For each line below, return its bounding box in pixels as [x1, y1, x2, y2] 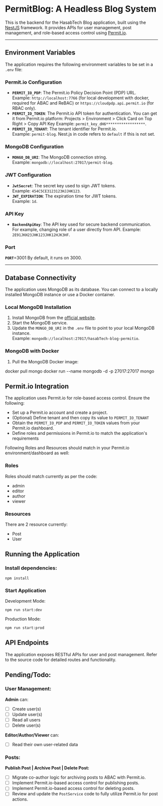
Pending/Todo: [5, 671, 51, 679]
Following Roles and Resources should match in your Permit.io [5, 445, 130, 451]
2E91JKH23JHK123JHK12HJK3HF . [12, 232, 70, 237]
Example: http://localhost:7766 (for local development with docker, [12, 95, 149, 101]
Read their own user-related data [12, 741, 79, 747]
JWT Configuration [5, 172, 51, 179]
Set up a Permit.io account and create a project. [12, 410, 108, 415]
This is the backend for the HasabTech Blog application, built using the [5, 19, 147, 25]
